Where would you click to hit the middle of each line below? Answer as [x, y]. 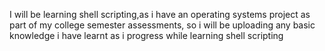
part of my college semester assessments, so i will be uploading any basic [162, 25]
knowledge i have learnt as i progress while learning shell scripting [146, 35]
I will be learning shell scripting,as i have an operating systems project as [160, 14]
